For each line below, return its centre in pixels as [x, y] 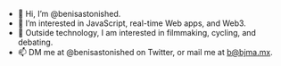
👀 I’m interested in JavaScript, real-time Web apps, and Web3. [132, 23]
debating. [35, 42]
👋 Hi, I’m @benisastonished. [69, 14]
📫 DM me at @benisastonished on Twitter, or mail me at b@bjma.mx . [145, 52]
